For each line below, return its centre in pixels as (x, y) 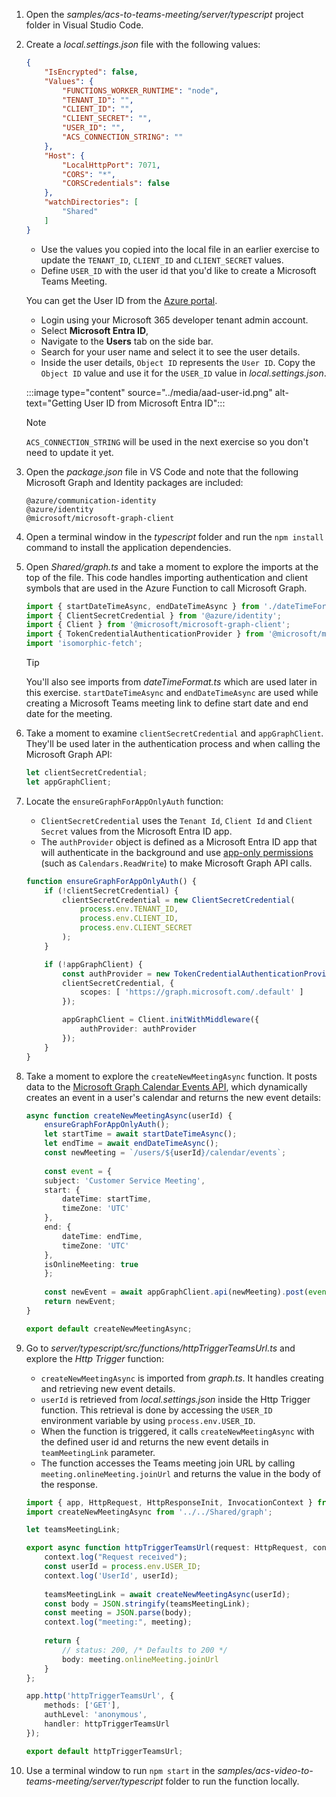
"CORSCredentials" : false (116, 184)
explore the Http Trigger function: (94, 1358)
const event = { (78, 1171)
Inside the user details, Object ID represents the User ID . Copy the (178, 362)
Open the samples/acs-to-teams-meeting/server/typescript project (164, 14)
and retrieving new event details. (108, 1388)
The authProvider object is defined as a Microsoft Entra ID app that (179, 841)
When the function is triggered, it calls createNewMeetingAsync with (177, 1431)
